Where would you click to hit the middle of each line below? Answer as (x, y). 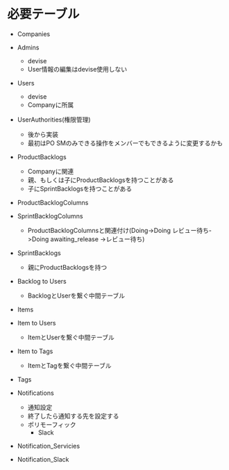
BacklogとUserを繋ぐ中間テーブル (76, 295)
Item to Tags (35, 351)
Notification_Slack (43, 459)
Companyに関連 (51, 171)
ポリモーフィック (52, 424)
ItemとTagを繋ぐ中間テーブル (70, 365)
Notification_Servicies (49, 446)
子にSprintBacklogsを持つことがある (80, 188)
